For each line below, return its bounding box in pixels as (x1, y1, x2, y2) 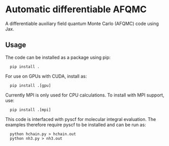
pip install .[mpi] (10, 107, 51, 112)
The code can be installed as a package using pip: (5, 54, 111, 60)
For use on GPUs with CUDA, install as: (5, 73, 87, 79)
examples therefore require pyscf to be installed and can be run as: (5, 121, 146, 128)
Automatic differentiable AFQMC (5, 4, 147, 15)
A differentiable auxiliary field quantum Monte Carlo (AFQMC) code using (5, 20, 159, 27)
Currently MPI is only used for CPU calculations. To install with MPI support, (5, 92, 164, 98)
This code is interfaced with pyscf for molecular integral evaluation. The (5, 116, 156, 122)
